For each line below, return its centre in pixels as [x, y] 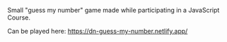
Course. [19, 17]
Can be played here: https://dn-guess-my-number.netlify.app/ [98, 31]
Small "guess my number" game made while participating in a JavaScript [113, 10]
